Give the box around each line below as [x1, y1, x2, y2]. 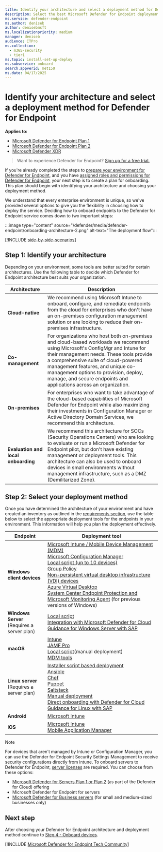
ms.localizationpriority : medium [5, 30, 73, 35]
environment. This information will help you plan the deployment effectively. [5, 521, 157, 527]
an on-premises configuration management [47, 312, 147, 319]
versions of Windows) [47, 602, 98, 609]
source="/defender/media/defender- [54, 222, 128, 228]
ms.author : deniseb [5, 20, 45, 26]
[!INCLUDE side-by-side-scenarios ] [5, 237, 76, 243]
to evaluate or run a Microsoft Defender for [47, 440, 145, 446]
